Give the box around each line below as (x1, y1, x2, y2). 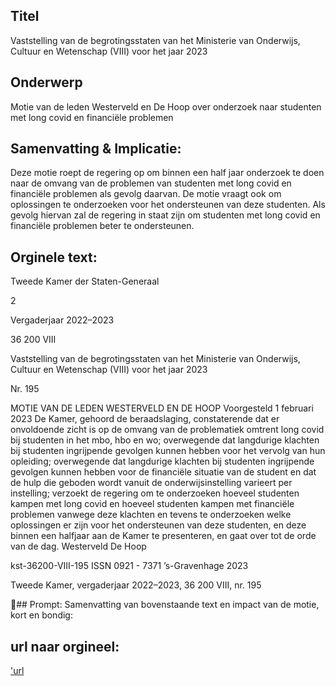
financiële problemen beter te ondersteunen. (10, 220, 195, 232)
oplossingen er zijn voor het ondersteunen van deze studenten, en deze (10, 519, 307, 531)
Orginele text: (10, 249, 98, 266)
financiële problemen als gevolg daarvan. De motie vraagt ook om (10, 188, 282, 200)
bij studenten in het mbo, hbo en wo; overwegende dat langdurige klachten (10, 434, 320, 446)
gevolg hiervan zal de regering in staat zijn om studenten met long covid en (10, 209, 321, 221)
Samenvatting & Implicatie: (10, 140, 182, 158)
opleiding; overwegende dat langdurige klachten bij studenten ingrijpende (10, 455, 315, 468)
